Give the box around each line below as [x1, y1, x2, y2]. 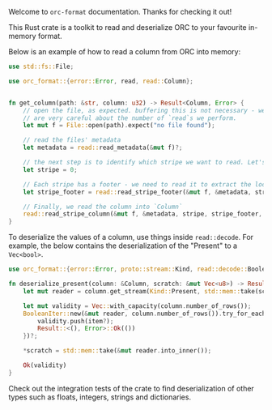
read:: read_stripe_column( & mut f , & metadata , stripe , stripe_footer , [23, 210, 263, 218]
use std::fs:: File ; [8, 62, 74, 70]
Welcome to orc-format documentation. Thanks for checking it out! [8, 7, 232, 16]
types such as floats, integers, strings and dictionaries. [8, 392, 192, 402]
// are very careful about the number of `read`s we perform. [23, 113, 237, 122]
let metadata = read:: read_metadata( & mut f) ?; [23, 143, 183, 152]
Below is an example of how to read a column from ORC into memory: [8, 47, 241, 56]
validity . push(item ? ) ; [37, 317, 114, 325]
